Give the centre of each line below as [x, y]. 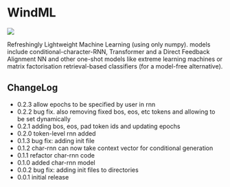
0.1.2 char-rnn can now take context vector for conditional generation [115, 148]
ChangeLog [33, 88]
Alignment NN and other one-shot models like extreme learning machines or [115, 59]
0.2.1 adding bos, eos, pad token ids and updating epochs [99, 126]
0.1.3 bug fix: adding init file [56, 140]
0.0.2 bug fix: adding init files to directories [78, 170]
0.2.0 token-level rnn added [56, 133]
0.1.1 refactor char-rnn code [56, 155]
